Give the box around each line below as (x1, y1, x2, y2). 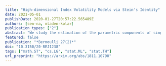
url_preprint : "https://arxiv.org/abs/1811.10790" (5, 53, 112, 59)
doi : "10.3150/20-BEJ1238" (5, 44, 61, 49)
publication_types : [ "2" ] (5, 26, 58, 31)
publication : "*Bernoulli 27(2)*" (5, 40, 77, 45)
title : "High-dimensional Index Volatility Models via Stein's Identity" (5, 7, 161, 12)
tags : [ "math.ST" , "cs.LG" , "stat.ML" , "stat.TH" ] (5, 49, 112, 54)
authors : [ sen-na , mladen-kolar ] (5, 21, 74, 26)
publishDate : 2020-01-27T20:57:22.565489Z (5, 16, 94, 21)
